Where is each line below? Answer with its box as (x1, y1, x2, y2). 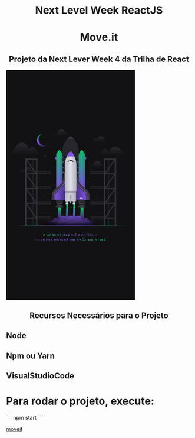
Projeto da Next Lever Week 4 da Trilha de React (8, 54, 190, 64)
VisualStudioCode (6, 371, 75, 381)
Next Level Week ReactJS (35, 4, 163, 17)
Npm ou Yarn (6, 351, 55, 361)
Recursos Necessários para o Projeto (29, 310, 169, 320)
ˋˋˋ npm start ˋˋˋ (6, 414, 44, 421)
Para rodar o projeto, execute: (6, 394, 155, 408)
